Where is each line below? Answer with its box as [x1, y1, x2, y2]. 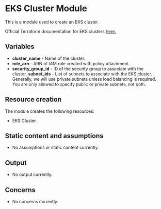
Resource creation [5, 95, 62, 104]
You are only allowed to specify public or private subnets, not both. [12, 81, 146, 87]
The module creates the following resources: [5, 108, 95, 114]
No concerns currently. [12, 199, 59, 204]
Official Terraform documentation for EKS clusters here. [5, 28, 116, 34]
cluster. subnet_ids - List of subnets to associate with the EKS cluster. [12, 71, 153, 77]
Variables [5, 42, 35, 51]
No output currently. [12, 172, 52, 177]
